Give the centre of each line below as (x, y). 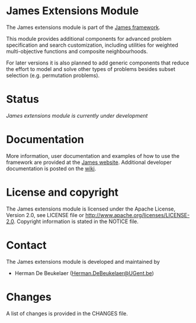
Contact (26, 245)
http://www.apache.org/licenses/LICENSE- (137, 215)
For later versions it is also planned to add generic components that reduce (98, 63)
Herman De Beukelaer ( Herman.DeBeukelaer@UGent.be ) (84, 273)
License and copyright (62, 192)
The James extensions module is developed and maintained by (83, 261)
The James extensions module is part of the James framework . (83, 27)
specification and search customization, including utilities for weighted (92, 45)
